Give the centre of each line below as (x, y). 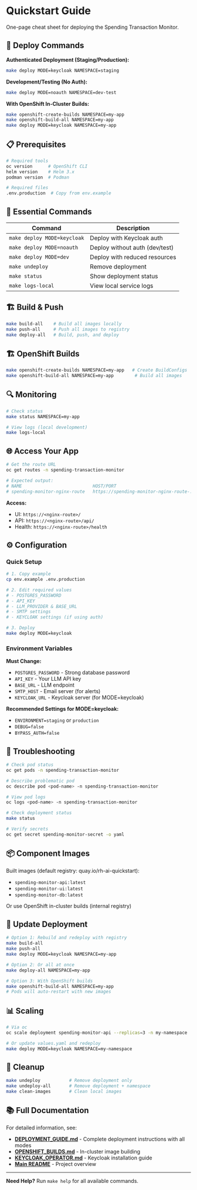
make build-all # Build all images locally (64, 324)
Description (133, 228)
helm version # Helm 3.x (40, 172)
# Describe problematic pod (40, 781)
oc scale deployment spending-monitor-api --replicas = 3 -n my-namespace (97, 1033)
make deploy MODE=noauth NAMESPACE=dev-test (61, 92)
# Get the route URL (31, 465)
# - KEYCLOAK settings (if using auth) (55, 617)
